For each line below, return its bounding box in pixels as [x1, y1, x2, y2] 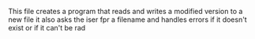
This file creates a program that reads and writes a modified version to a [8, 7, 243, 16]
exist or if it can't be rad [8, 23, 86, 32]
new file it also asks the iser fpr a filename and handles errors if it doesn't [8, 15, 247, 24]
